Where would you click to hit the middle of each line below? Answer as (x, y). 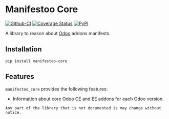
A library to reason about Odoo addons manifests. (58, 33)
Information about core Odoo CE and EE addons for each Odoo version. (88, 99)
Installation (24, 49)
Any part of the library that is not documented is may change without (83, 108)
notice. (14, 112)
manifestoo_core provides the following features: (57, 89)
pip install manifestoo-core (36, 61)
